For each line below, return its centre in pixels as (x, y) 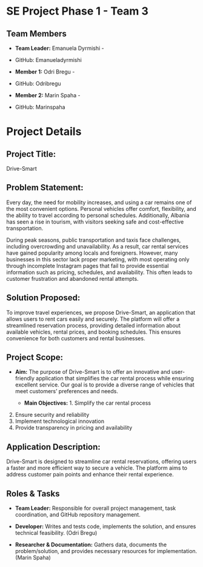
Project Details (44, 132)
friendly (25, 379)
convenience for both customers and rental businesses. (76, 338)
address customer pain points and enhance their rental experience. (90, 475)
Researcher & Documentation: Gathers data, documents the (91, 545)
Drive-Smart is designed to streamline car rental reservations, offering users (101, 462)
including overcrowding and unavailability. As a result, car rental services (98, 246)
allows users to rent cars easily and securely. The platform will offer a (93, 319)
